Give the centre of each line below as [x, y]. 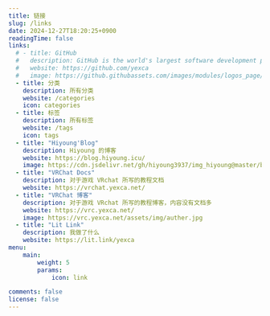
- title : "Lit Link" [50, 225]
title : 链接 [27, 16]
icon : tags [41, 135]
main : [32, 255]
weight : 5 [53, 262]
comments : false [35, 292]
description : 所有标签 [58, 121]
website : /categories [59, 98]
